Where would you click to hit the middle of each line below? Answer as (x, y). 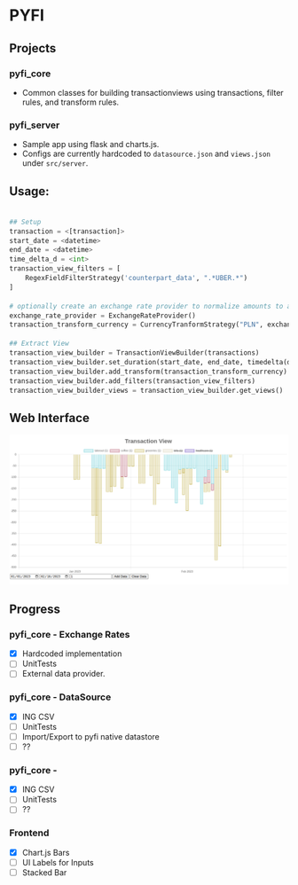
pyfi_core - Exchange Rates (70, 634)
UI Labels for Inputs (58, 862)
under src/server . (55, 163)
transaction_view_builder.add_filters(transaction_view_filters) (132, 381)
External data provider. (63, 674)
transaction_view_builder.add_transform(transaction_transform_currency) (149, 372)
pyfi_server (35, 125)
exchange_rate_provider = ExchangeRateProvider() (103, 316)
